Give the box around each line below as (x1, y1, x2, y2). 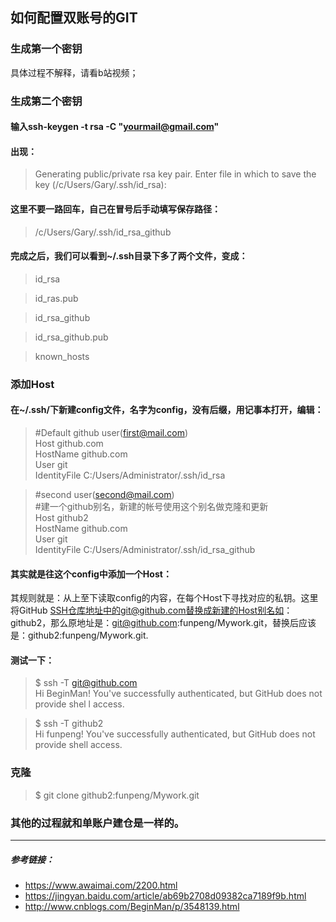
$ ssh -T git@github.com (34, 677, 138, 689)
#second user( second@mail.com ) (34, 488, 175, 500)
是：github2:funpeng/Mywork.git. (10, 629, 149, 642)
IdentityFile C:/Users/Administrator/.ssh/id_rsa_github (34, 543, 256, 555)
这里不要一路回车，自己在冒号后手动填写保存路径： (10, 203, 221, 215)
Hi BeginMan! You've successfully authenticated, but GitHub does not (34, 688, 323, 700)
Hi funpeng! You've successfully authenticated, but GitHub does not (34, 728, 316, 740)
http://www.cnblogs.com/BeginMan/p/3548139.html (24, 900, 240, 912)
